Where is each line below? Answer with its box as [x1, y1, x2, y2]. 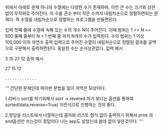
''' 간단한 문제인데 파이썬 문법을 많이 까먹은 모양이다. [5, 85, 106, 91]
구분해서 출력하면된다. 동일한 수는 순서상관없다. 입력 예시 [14, 46, 123, 51]
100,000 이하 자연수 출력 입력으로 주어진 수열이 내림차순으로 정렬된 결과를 [5, 39, 147, 45]
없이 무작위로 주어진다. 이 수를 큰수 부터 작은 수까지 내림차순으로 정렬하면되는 [5, 10, 153, 16]
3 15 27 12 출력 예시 [5, 56, 44, 61]
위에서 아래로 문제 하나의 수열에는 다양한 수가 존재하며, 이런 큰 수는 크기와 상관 [5, 4, 156, 10]
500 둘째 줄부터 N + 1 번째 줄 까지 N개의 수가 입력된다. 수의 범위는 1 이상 [5, 33, 144, 39]
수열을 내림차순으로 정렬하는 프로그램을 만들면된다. [20, 17, 118, 22]
